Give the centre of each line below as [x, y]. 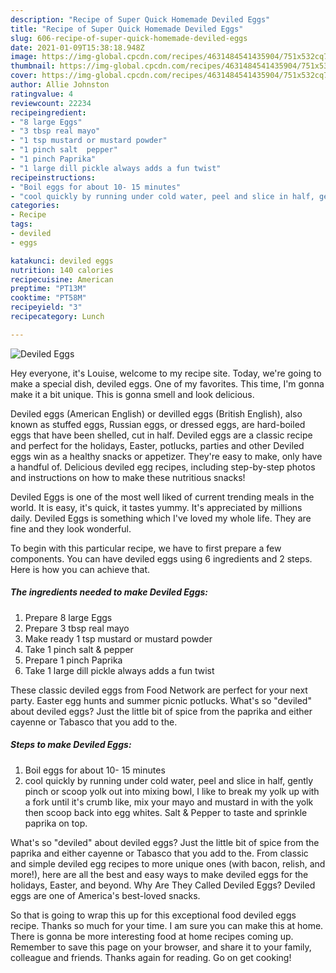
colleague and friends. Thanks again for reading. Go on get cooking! [151, 957]
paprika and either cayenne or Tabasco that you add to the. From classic [159, 853]
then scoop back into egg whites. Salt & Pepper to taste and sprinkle [166, 812]
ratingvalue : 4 [42, 94]
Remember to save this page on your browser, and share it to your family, [161, 947]
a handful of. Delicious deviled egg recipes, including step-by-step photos [163, 467]
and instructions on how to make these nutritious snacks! [128, 477]
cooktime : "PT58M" [48, 298]
